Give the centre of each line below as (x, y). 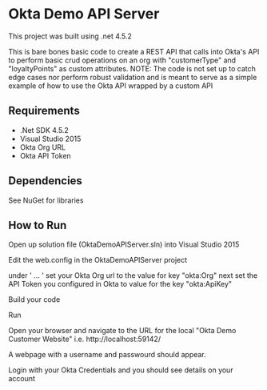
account (22, 379)
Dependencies (45, 181)
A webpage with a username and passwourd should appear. (107, 355)
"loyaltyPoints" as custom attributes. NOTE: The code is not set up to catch (132, 68)
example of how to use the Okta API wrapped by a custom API (111, 86)
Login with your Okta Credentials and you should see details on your (121, 370)
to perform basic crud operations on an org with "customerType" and (122, 60)
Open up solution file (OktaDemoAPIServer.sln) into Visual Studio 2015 (124, 244)
